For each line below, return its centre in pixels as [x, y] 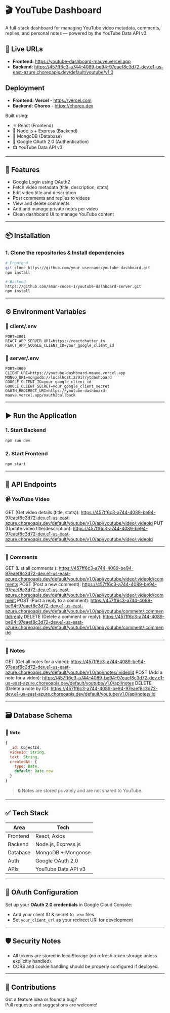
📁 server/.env [22, 358]
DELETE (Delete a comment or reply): [63, 617]
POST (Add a [149, 672]
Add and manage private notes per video [55, 209]
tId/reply [14, 617]
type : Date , [27, 767]
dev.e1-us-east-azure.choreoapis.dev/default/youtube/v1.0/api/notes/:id [80, 694]
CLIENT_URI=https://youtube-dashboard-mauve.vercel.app [65, 373]
